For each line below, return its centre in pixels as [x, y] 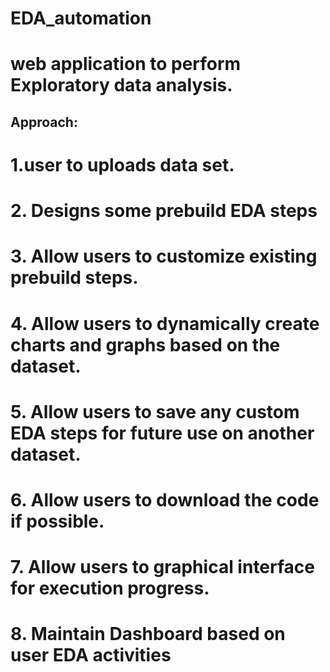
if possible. [57, 521]
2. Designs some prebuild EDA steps [164, 211]
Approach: [44, 122]
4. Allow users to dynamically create [165, 323]
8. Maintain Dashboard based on [148, 634]
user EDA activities [91, 655]
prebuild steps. [74, 278]
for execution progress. [110, 588]
